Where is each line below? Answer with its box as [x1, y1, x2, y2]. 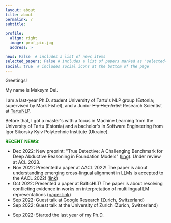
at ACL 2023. [12, 159, 41, 165]
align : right [10, 36, 38, 41]
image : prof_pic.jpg [10, 40, 53, 46]
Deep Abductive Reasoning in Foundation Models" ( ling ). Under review [12, 153, 161, 160]
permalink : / [5, 17, 33, 22]
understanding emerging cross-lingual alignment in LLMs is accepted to [12, 170, 164, 176]
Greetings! [5, 77, 27, 84]
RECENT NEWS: [5, 138, 40, 145]
